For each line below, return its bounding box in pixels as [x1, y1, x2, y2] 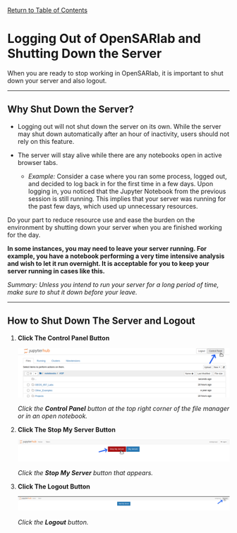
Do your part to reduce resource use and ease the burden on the [7, 215, 195, 224]
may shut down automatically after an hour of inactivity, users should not [17, 130, 229, 138]
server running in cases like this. [7, 266, 106, 275]
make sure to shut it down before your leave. [7, 288, 138, 296]
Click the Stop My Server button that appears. [17, 469, 154, 477]
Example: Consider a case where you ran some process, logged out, [28, 172, 227, 180]
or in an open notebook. [17, 412, 88, 420]
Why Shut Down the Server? [7, 104, 134, 116]
